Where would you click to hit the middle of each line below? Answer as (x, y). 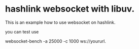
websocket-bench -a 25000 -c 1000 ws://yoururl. (55, 41)
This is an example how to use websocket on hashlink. (60, 22)
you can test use (22, 32)
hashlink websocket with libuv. (70, 9)
